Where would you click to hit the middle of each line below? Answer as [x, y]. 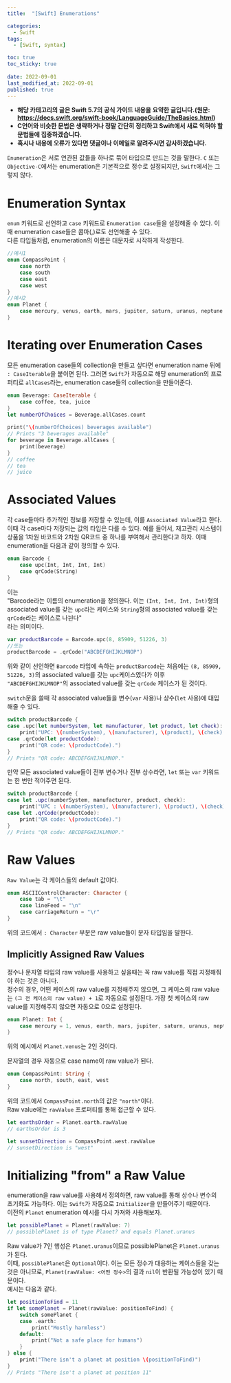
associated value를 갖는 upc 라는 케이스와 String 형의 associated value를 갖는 [113, 609]
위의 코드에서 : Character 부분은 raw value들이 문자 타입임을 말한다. [100, 932]
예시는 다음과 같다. [32, 1289]
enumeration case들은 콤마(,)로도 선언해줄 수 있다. [83, 232]
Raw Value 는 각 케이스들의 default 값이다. [63, 880]
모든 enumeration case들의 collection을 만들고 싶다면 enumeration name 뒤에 [114, 365]
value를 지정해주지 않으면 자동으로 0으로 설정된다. [75, 1006]
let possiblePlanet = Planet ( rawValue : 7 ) [69, 1226]
